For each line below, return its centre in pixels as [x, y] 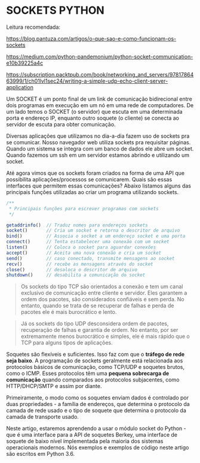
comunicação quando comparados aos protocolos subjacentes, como [93, 380]
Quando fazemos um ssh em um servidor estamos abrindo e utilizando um [98, 155]
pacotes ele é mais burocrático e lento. [69, 312]
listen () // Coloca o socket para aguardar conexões [81, 247]
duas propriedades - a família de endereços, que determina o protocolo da [98, 404]
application [20, 87]
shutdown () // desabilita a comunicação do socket [76, 275]
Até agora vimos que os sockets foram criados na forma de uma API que [96, 173]
